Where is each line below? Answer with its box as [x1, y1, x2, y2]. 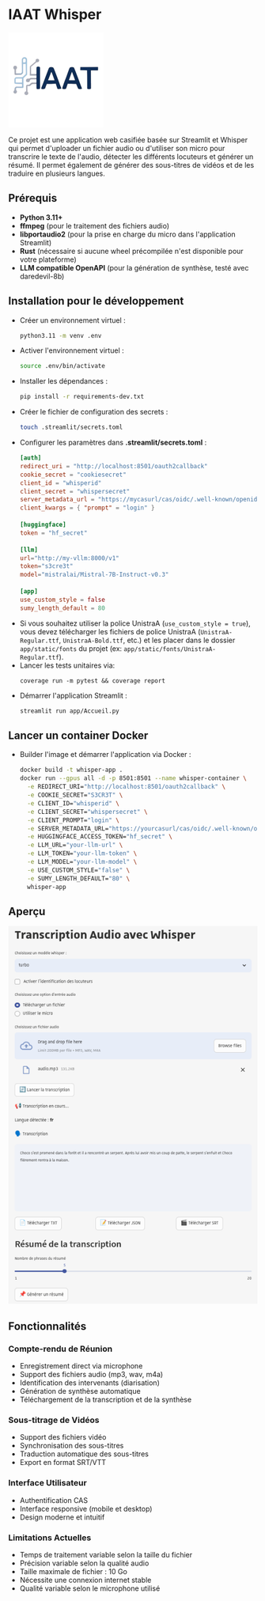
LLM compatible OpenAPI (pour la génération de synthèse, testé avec [19, 263, 249, 272]
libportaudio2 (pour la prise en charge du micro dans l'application [19, 229, 236, 239]
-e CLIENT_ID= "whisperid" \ [27, 799, 120, 808]
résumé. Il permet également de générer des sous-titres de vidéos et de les [8, 160, 255, 169]
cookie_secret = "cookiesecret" [19, 471, 127, 479]
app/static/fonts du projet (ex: [19, 643, 123, 653]
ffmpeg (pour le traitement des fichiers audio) [19, 221, 170, 230]
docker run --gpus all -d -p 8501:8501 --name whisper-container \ [19, 774, 248, 782]
